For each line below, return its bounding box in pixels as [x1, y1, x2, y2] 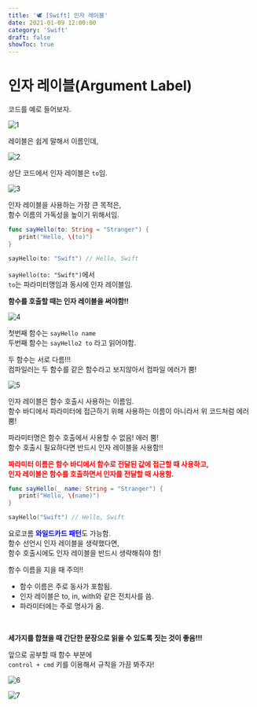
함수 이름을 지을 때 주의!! [8, 565, 84, 574]
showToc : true [8, 41, 55, 49]
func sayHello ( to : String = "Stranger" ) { [8, 225, 149, 234]
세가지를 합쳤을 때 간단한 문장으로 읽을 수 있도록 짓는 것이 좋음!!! [8, 633, 203, 643]
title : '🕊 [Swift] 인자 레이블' [8, 11, 108, 20]
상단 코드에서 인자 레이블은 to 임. [8, 168, 108, 178]
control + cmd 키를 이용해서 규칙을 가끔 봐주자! [8, 660, 155, 669]
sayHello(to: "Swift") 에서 [8, 269, 96, 279]
